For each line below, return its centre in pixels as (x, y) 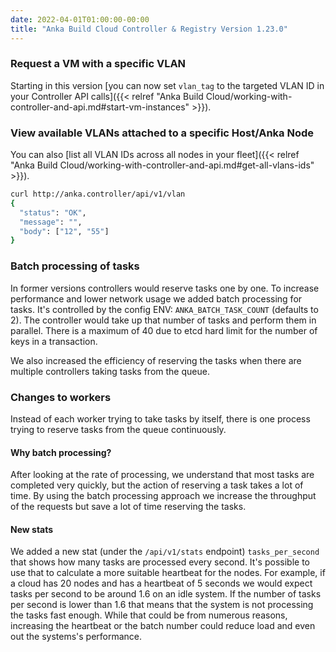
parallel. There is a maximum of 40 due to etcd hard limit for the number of (164, 330)
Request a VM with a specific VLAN (98, 64)
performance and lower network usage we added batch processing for (156, 298)
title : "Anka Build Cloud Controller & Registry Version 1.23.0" (149, 29)
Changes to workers (61, 397)
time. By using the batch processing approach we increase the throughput (163, 496)
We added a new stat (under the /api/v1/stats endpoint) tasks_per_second (165, 552)
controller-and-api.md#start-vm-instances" (100, 107)
